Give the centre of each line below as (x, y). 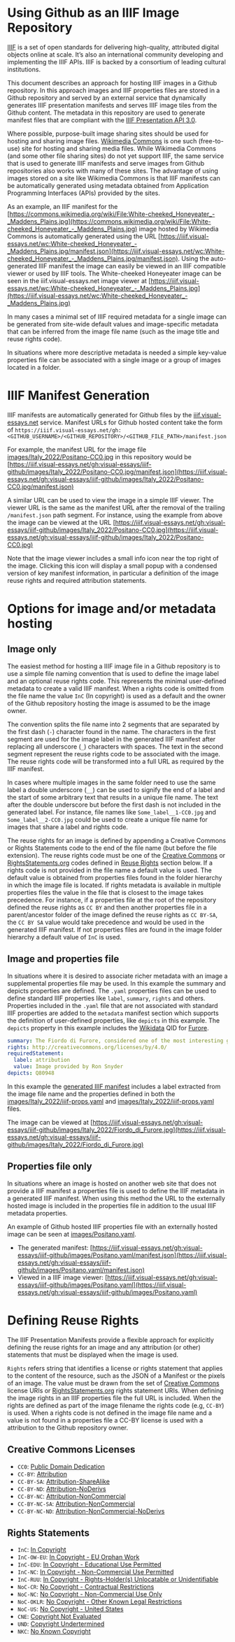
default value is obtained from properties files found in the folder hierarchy (115, 877)
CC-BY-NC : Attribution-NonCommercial (71, 1496)
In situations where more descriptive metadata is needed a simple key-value (117, 352)
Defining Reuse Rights (73, 1320)
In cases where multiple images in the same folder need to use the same (112, 782)
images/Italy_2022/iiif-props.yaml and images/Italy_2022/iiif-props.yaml (111, 1101)
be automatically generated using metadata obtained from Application (108, 185)
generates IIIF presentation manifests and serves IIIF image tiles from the (112, 105)
